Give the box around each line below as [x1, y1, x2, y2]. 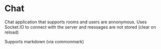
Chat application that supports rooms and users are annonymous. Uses [4, 19, 147, 25]
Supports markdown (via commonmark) [4, 38, 84, 44]
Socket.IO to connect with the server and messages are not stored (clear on [4, 24, 156, 30]
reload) [4, 29, 19, 35]
